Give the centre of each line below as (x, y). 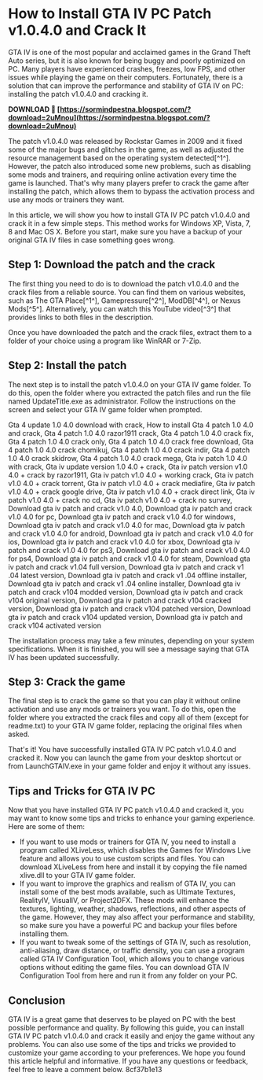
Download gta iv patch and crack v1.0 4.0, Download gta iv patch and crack (130, 508)
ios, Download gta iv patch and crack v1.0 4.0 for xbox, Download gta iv (124, 542)
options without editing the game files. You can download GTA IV (124, 968)
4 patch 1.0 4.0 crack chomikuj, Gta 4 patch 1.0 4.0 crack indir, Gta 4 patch (129, 450)
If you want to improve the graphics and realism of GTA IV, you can (127, 884)
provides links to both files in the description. (81, 317)
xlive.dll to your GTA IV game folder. (77, 875)
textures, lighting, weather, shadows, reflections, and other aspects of (133, 909)
